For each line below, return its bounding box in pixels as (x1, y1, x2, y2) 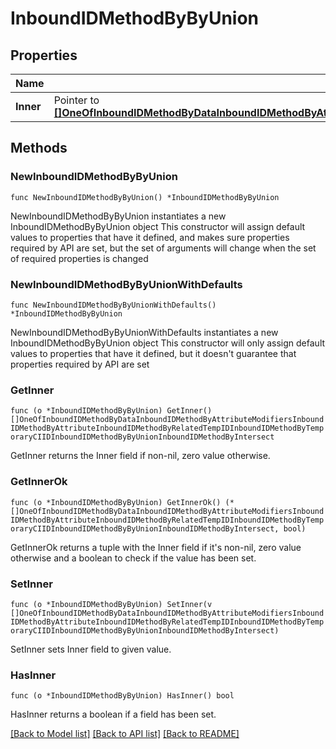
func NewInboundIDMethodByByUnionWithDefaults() (10, 300, 217, 310)
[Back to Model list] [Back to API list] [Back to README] (10, 728, 240, 740)
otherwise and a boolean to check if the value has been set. (10, 552, 257, 564)
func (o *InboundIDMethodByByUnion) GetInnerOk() (10, 497, 222, 507)
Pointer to (53, 93, 100, 107)
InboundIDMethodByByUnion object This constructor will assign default (10, 220, 306, 232)
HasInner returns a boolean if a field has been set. (10, 708, 217, 721)
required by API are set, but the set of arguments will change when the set (10, 242, 317, 254)
